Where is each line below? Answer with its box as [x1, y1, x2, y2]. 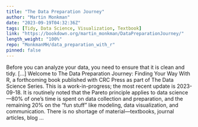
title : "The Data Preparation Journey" [6, 8, 105, 15]
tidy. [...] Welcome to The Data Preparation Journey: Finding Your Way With [6, 69, 191, 77]
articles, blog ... [6, 114, 44, 121]
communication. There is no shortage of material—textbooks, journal [6, 107, 174, 115]
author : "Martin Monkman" [6, 14, 70, 20]
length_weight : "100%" [6, 36, 62, 42]
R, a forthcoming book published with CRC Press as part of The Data [6, 76, 174, 83]
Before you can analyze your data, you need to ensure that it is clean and [6, 63, 185, 71]
